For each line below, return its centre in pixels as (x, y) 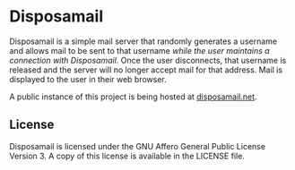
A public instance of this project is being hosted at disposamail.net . (133, 97)
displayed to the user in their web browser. (88, 79)
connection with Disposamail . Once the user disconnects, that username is (148, 60)
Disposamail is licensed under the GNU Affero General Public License (138, 146)
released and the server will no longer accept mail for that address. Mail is (146, 70)
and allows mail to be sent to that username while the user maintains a (140, 50)
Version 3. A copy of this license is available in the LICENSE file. (127, 156)
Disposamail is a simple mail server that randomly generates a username (143, 41)
